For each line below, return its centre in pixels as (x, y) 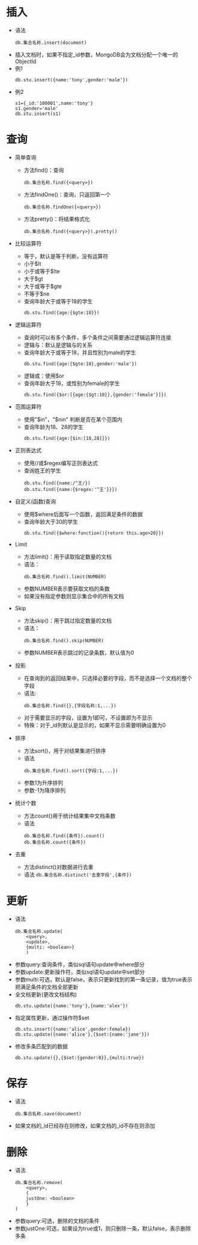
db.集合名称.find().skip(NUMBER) (64, 641)
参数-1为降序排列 (45, 790)
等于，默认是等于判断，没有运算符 (66, 256)
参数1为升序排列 (43, 782)
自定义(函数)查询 (35, 501)
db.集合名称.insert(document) (51, 43)
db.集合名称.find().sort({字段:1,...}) (71, 771)
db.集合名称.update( (39, 931)
